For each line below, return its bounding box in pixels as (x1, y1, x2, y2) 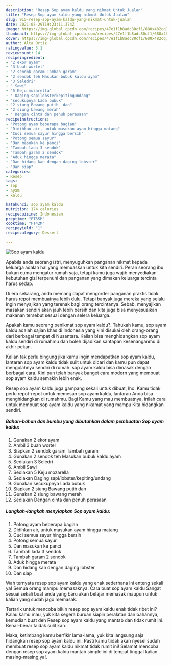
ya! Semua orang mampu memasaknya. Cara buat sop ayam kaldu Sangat (6, 585, 161, 591)
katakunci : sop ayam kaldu (6, 202, 63, 207)
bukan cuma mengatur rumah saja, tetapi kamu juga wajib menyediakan (6, 269, 157, 276)
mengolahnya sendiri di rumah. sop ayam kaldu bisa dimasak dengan (6, 364, 151, 370)
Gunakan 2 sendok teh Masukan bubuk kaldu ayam (13, 453, 121, 459)
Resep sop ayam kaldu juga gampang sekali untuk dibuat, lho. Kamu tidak (6, 385, 161, 391)
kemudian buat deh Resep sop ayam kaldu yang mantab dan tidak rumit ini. (6, 616, 164, 623)
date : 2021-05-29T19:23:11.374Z (6, 21, 75, 27)
